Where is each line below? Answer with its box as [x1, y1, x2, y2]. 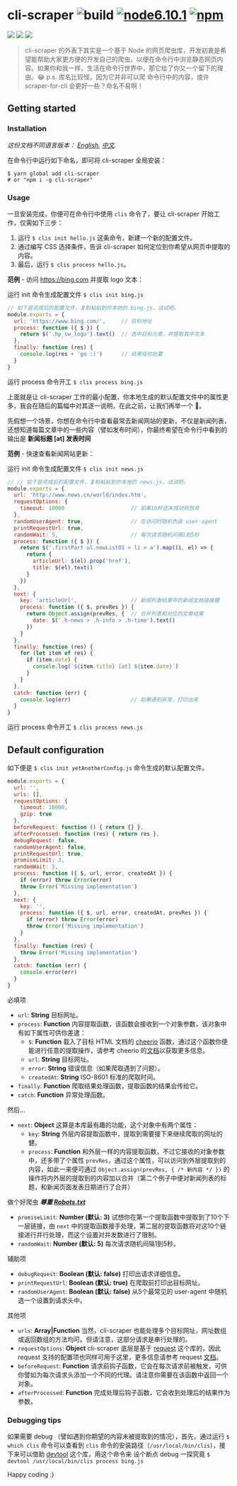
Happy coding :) [7, 1470, 54, 1479]
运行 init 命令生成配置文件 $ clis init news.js [7, 464, 144, 473]
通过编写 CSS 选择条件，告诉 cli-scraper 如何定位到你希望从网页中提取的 [17, 242, 231, 251]
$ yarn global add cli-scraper [7, 170, 100, 177]
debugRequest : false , [13, 837, 78, 844]
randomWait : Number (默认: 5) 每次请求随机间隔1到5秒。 [17, 1239, 180, 1248]
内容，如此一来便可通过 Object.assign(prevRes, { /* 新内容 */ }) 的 [28, 1165, 230, 1173]
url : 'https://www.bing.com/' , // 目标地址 [13, 318, 152, 325]
